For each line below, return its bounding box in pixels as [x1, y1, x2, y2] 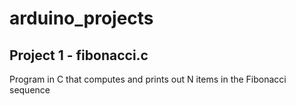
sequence [9, 84, 51, 96]
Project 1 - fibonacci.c [9, 47, 149, 64]
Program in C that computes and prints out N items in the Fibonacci [9, 73, 287, 85]
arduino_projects [9, 7, 154, 30]
